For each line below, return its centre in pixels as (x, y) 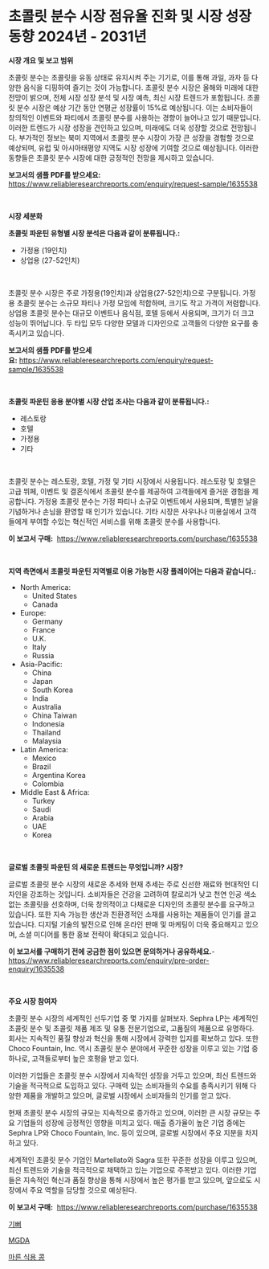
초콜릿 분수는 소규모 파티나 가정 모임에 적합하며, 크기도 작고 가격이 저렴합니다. (139, 303)
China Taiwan (55, 715)
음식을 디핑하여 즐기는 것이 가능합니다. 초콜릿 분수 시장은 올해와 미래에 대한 (141, 87)
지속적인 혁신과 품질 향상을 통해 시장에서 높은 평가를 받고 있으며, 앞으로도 (138, 1180)
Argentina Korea (59, 775)
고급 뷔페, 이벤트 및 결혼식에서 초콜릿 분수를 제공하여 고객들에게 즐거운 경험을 (129, 491)
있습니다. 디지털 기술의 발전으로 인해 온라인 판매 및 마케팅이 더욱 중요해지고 (126, 924)
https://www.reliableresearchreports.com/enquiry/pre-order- (109, 960)
